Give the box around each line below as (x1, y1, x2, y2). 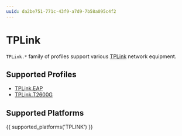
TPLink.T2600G (14, 91, 53, 98)
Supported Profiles (6, 69, 77, 79)
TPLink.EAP (14, 85, 43, 92)
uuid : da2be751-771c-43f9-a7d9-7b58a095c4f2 (6, 8, 116, 15)
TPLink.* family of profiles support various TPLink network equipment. (6, 53, 177, 60)
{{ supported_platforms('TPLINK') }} (6, 123, 94, 131)
